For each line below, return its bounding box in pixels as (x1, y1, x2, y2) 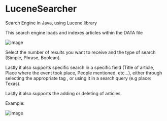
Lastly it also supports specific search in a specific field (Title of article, (5, 64, 155, 70)
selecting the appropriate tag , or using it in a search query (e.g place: (5, 75, 151, 81)
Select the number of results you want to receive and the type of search (5, 49, 156, 55)
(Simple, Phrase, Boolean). (5, 54, 61, 61)
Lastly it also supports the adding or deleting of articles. (5, 90, 122, 96)
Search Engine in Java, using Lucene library (5, 20, 97, 26)
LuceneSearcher (5, 3, 77, 15)
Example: (5, 100, 25, 106)
